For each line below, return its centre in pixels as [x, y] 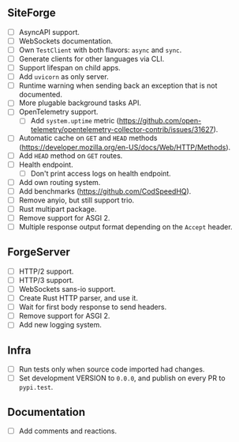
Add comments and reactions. [68, 431]
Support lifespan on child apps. [70, 68]
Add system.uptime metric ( [75, 121]
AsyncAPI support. [49, 32]
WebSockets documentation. [66, 41]
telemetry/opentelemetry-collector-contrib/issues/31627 [122, 130]
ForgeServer [39, 252]
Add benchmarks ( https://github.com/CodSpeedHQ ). [105, 191]
